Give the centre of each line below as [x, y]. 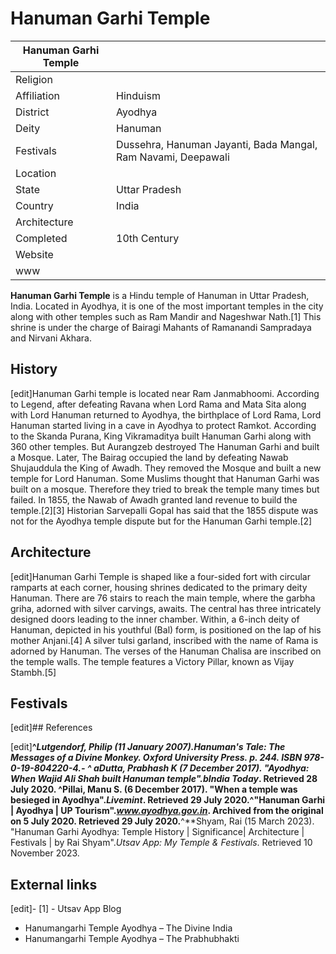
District [32, 112]
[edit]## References [51, 728]
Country [34, 205]
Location [36, 173]
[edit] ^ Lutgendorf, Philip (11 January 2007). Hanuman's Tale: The [148, 747]
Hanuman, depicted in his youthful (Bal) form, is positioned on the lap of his [166, 629]
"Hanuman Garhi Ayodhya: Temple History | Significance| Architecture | [157, 832]
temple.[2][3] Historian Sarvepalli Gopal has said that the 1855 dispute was [164, 510]
